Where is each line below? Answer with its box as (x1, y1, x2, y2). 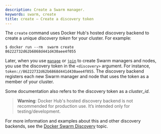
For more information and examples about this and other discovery (5, 118, 141, 124)
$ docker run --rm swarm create (5, 45, 74, 50)
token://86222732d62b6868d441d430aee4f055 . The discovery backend (5, 68, 144, 74)
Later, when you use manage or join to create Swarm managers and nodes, (5, 58, 157, 64)
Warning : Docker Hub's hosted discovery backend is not (17, 98, 133, 104)
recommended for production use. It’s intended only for (17, 103, 130, 109)
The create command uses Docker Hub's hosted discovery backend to (5, 30, 150, 36)
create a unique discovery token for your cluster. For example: (5, 35, 132, 41)
